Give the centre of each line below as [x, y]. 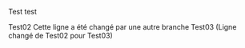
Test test [23, 12]
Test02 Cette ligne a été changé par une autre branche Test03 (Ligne [122, 27]
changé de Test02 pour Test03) [61, 36]
